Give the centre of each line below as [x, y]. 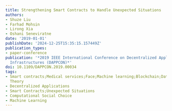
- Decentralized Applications [38, 86]
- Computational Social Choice [39, 96]
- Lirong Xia [19, 29]
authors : [15, 15]
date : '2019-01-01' [26, 39]
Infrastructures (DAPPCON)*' [41, 62]
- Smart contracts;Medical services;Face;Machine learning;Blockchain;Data [88, 77]
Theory [17, 81]
